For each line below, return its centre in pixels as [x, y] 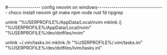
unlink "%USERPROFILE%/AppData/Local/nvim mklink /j [63, 22]
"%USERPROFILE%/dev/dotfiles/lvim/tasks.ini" [54, 48]
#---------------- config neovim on [41, 7]
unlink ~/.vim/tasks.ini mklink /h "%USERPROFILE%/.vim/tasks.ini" [74, 42]
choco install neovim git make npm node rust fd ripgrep [66, 12]
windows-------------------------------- [120, 7]
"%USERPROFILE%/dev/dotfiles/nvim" [45, 33]
